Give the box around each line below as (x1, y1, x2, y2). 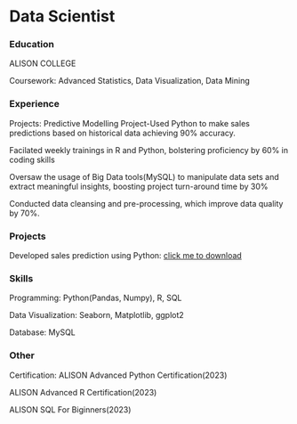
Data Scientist (9, 6, 116, 27)
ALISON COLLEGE (9, 58, 76, 69)
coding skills (9, 154, 55, 165)
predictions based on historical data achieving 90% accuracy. (9, 127, 236, 138)
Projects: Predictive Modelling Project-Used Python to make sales (9, 118, 251, 128)
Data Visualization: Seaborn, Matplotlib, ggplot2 (9, 310, 184, 321)
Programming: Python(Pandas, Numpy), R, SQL (9, 292, 182, 304)
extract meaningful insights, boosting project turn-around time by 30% (9, 181, 269, 192)
